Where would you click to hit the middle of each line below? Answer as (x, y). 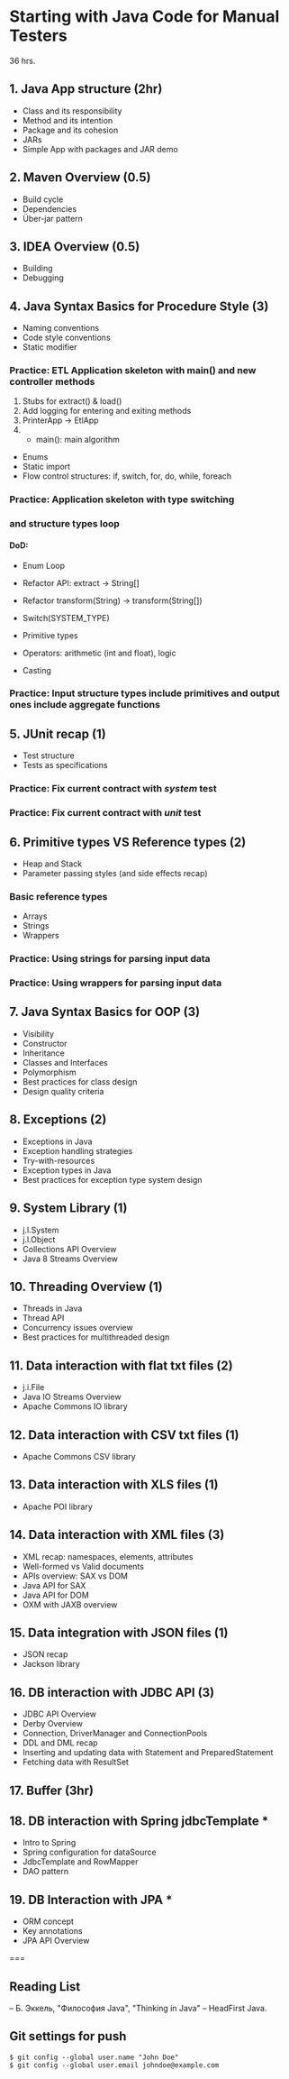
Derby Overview (53, 1724)
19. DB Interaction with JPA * (91, 1900)
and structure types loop (64, 524)
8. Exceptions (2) (58, 1120)
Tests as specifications (65, 765)
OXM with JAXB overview (70, 1604)
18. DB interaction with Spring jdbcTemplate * (139, 1821)
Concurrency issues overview (77, 1328)
